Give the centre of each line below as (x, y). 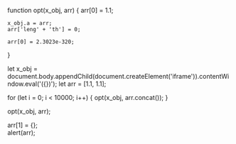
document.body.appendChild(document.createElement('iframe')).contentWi (118, 76)
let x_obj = (22, 69)
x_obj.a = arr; (30, 23)
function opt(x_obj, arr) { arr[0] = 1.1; (60, 10)
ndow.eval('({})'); (32, 84)
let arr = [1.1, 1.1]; (82, 84)
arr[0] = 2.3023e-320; (41, 42)
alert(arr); (21, 133)
